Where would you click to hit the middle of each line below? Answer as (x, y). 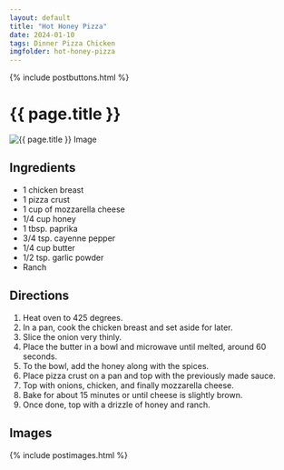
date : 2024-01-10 (42, 35)
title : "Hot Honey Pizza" (58, 26)
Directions (39, 296)
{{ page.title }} (65, 114)
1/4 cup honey (49, 218)
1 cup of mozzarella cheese (73, 209)
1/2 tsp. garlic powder (63, 257)
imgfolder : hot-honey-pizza (63, 52)
